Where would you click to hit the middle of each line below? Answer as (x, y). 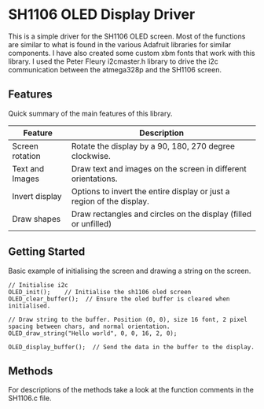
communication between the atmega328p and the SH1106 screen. (115, 69)
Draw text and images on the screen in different (159, 168)
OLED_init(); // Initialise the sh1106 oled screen (100, 292)
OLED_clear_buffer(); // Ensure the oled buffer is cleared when (119, 299)
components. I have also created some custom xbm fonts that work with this (132, 53)
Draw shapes (37, 219)
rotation (26, 156)
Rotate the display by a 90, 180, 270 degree (153, 146)
